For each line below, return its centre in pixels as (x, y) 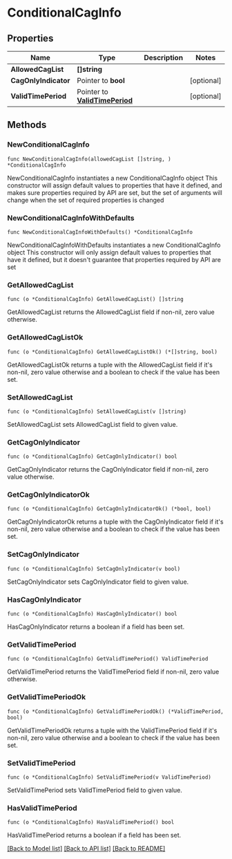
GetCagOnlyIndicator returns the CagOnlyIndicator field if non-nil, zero (108, 470)
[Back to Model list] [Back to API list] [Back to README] (86, 849)
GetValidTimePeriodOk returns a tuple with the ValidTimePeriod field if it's (112, 730)
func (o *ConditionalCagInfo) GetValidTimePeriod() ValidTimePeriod (108, 659)
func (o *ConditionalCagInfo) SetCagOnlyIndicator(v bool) (94, 569)
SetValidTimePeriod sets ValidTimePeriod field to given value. (95, 790)
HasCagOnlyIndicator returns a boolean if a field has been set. (96, 627)
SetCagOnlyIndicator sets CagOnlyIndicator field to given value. (98, 582)
